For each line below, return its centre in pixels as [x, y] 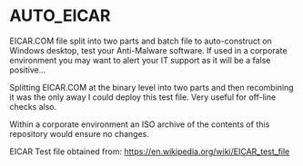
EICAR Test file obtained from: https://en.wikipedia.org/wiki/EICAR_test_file [150, 151]
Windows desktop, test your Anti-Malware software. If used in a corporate [148, 50]
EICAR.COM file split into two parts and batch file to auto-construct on [141, 41]
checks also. [33, 106]
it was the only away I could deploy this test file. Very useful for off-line [143, 97]
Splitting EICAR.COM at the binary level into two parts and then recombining [151, 87]
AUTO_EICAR [60, 16]
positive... [28, 70]
